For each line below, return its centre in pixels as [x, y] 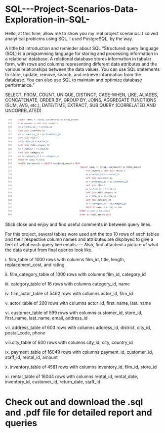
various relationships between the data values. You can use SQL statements [82, 69]
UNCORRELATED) [23, 110]
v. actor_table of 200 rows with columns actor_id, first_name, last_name [78, 303]
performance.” [20, 85]
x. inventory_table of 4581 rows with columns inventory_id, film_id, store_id [81, 367]
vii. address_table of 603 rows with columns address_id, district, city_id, [78, 327]
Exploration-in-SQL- [47, 20]
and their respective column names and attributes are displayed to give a [79, 239]
